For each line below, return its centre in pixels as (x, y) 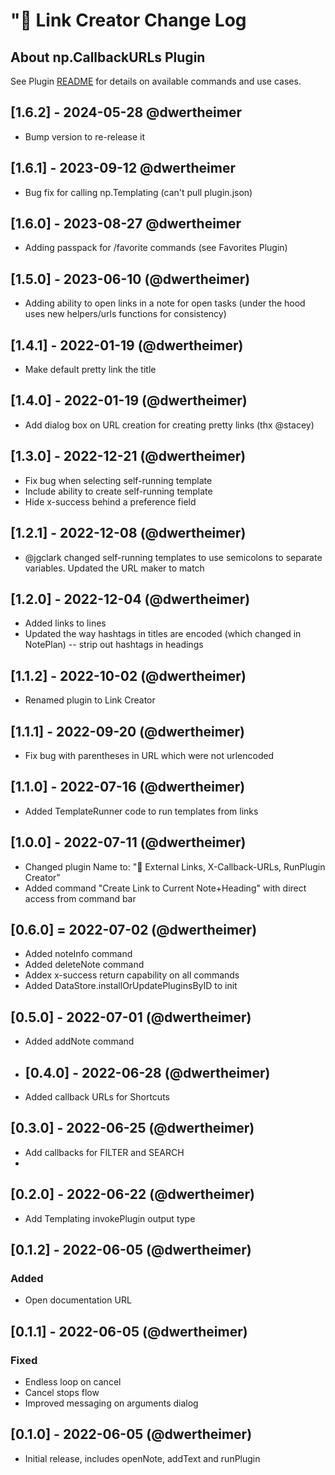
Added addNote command (79, 1041)
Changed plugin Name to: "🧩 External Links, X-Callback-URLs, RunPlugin (175, 866)
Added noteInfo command (78, 954)
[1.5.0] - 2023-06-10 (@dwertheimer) (130, 279)
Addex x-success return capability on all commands (132, 975)
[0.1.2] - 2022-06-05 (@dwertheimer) (131, 1250)
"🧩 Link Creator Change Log (128, 20)
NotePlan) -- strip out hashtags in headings (114, 645)
